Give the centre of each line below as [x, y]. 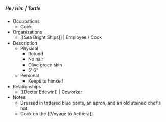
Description [25, 43]
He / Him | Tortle [23, 8]
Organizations [27, 32]
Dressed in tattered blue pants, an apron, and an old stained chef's [90, 103]
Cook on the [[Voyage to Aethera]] [57, 113]
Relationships [27, 86]
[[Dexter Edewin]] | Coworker [51, 92]
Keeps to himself [46, 81]
